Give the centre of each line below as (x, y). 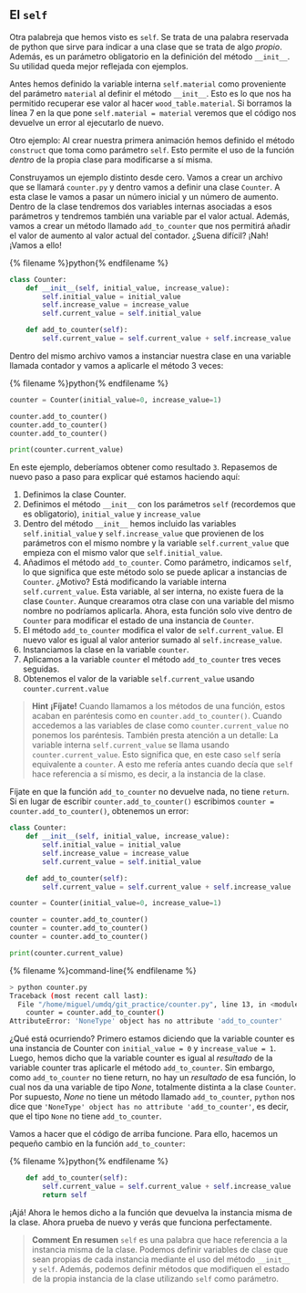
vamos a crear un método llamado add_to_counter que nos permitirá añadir (150, 225)
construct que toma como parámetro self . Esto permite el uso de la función (152, 150)
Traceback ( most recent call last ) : (79, 996)
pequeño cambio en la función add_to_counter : (97, 1143)
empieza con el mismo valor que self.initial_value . (122, 553)
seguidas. (41, 669)
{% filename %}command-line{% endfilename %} (103, 970)
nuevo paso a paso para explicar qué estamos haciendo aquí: (125, 477)
